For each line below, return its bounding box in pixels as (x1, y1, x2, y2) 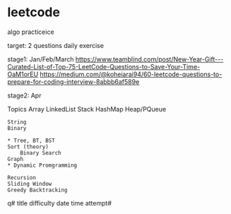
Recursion (7, 174, 37, 181)
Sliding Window (7, 180, 52, 187)
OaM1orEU (7, 70, 39, 78)
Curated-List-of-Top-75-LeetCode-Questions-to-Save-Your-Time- (7, 62, 200, 71)
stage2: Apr (7, 91, 42, 100)
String (7, 118, 27, 126)
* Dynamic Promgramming (7, 162, 78, 169)
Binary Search (20, 149, 61, 156)
